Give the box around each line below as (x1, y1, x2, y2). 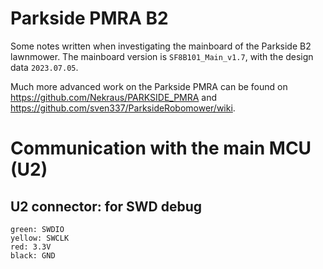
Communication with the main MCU (10, 137, 312, 160)
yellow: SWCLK (10, 233, 70, 243)
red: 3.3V (10, 242, 52, 252)
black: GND (10, 250, 56, 261)
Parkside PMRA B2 (10, 7, 169, 30)
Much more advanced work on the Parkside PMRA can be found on (10, 80, 288, 92)
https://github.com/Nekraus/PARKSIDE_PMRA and (10, 91, 218, 103)
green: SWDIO (10, 224, 65, 234)
